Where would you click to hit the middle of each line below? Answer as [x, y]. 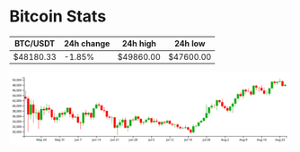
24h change [87, 44]
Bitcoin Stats [58, 17]
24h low [190, 44]
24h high [139, 44]
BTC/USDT [35, 44]
